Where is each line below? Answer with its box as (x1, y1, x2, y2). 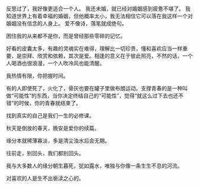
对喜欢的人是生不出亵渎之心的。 (6, 175, 84, 182)
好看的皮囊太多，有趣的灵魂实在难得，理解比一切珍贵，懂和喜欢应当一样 (6, 45, 182, 52)
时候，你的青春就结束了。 (18, 100, 82, 106)
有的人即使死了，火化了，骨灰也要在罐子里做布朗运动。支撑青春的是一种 (6, 85, 182, 91)
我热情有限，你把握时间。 (6, 73, 69, 79)
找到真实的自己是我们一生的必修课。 (6, 112, 95, 119)
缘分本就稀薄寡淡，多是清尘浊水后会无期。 (6, 137, 110, 144)
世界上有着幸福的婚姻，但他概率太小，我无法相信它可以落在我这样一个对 (16, 12, 193, 19)
